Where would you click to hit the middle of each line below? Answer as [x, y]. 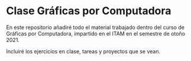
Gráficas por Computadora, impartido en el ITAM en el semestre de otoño [96, 33]
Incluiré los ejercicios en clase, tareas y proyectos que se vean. [83, 51]
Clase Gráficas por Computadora [89, 11]
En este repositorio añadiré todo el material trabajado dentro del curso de [96, 27]
